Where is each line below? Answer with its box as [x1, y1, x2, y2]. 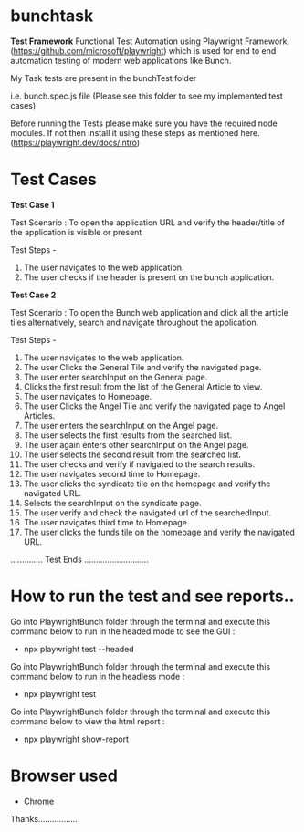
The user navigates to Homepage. [23, 390, 152, 401]
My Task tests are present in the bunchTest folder [10, 72, 197, 83]
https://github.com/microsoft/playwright [13, 45, 164, 56]
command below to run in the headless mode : [10, 671, 185, 681]
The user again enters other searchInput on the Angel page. [23, 439, 249, 450]
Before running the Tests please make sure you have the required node [10, 118, 278, 129]
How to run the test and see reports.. [10, 586, 295, 607]
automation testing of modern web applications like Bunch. [10, 55, 232, 66]
